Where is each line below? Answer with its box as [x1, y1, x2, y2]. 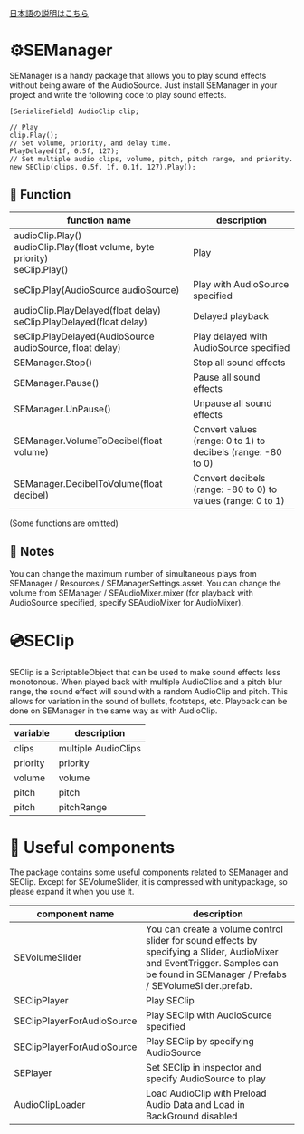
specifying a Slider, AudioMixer [146, 945, 279, 958]
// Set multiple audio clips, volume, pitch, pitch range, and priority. [9, 154, 294, 163]
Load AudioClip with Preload [146, 1087, 267, 1100]
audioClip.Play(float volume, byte [14, 240, 156, 253]
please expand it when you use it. [9, 887, 135, 897]
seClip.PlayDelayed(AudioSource [14, 330, 156, 343]
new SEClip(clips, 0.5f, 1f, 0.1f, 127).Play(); [9, 162, 196, 171]
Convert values [193, 422, 258, 435]
